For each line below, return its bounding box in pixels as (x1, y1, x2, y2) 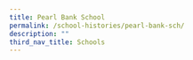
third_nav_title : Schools (9, 37, 105, 47)
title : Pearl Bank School (9, 12, 105, 22)
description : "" (9, 29, 69, 38)
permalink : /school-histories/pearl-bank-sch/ (9, 21, 185, 30)
